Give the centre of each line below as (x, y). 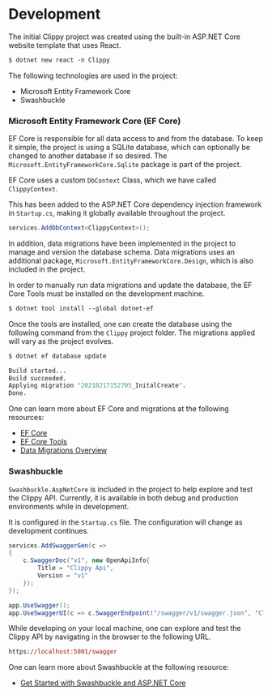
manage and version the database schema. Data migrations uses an (121, 251)
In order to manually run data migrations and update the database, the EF (130, 285)
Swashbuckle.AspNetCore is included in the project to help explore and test (131, 489)
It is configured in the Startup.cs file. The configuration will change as (125, 522)
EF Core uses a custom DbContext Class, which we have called (113, 180)
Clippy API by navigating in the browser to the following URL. (110, 637)
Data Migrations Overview (64, 450)
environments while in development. (69, 506)
